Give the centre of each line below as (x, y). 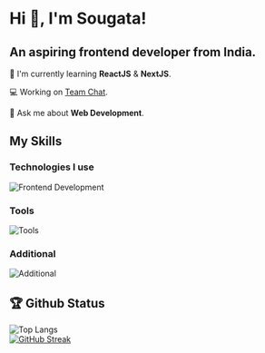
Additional (33, 253)
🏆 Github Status (57, 303)
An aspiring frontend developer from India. (133, 52)
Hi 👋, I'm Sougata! (78, 19)
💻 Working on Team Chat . (59, 92)
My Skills (36, 141)
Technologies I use (52, 167)
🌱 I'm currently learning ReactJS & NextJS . (90, 74)
